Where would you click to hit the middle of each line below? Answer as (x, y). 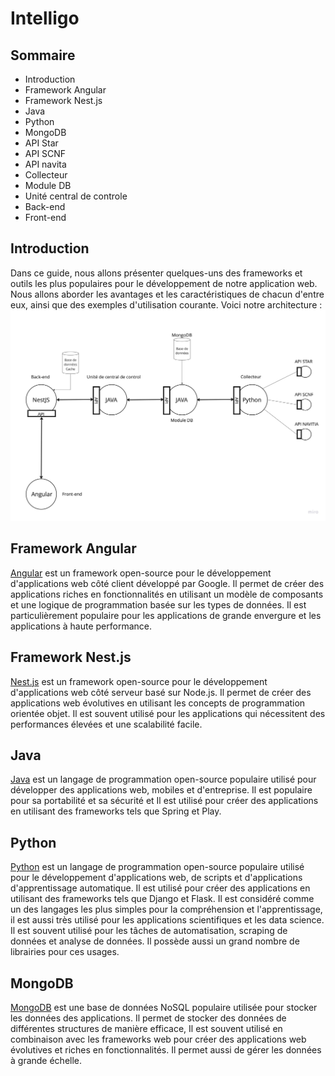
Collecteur (46, 175)
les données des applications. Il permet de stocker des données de (148, 1018)
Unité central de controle (76, 196)
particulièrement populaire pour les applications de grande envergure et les (166, 615)
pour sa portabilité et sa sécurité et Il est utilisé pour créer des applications (164, 801)
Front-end (45, 217)
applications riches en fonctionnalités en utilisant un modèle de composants (167, 594)
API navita (45, 164)
